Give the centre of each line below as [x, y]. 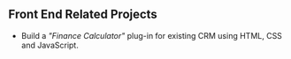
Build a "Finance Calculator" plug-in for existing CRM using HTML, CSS [151, 35]
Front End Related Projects [83, 15]
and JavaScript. [50, 45]
